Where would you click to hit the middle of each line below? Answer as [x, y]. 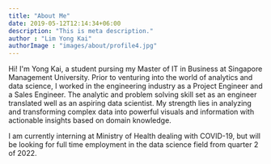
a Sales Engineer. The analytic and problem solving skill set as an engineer [133, 95]
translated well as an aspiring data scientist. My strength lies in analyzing [130, 103]
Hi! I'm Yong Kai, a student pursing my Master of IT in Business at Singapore [135, 69]
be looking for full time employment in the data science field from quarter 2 [133, 145]
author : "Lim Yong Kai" [50, 38]
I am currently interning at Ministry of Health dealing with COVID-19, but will [135, 136]
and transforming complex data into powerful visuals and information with [131, 112]
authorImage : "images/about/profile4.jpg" [83, 46]
